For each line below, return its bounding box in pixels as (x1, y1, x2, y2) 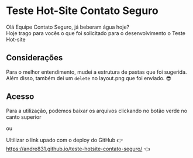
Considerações (6, 53, 63, 63)
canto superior (6, 113, 42, 121)
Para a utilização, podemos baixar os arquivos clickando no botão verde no (6, 107, 188, 114)
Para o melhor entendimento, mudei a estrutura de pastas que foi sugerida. (6, 68, 187, 75)
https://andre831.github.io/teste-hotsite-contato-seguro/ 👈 (6, 145, 150, 152)
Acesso (6, 92, 35, 102)
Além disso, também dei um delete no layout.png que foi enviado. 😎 (6, 74, 171, 81)
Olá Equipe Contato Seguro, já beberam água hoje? (6, 23, 130, 30)
